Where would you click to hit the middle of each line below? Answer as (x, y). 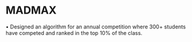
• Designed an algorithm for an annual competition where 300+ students (96, 27)
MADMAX (31, 10)
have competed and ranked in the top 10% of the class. (74, 33)
